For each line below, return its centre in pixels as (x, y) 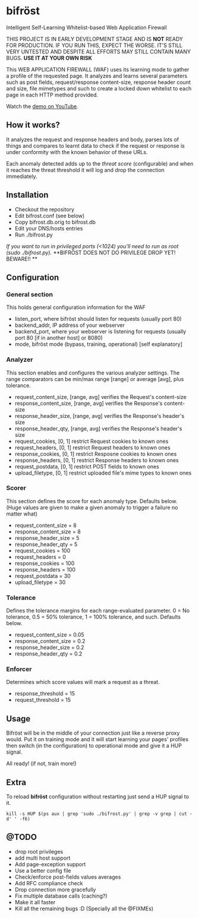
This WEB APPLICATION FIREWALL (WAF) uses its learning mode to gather (98, 69)
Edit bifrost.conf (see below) (50, 216)
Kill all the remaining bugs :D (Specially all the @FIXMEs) (84, 908)
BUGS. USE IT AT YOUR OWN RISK (49, 58)
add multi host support (42, 858)
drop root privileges (39, 851)
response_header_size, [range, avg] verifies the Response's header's (99, 416)
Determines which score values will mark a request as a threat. (83, 682)
